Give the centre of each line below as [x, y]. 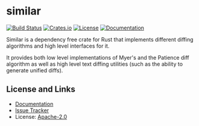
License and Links [41, 90]
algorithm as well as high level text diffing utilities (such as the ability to [94, 64]
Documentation [34, 104]
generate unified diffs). [35, 70]
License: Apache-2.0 [41, 116]
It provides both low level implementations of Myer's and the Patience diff [98, 57]
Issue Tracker [32, 110]
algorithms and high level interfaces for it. [58, 46]
